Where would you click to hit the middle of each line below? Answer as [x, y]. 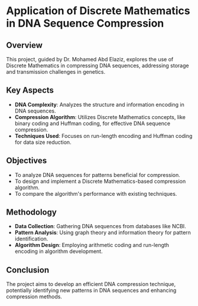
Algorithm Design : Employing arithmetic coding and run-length [92, 245]
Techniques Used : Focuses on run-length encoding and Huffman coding [103, 136]
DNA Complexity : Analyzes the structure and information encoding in [100, 104]
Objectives [27, 161]
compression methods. [34, 297]
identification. [31, 239]
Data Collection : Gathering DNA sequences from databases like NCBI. [100, 226]
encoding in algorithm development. [59, 251]
